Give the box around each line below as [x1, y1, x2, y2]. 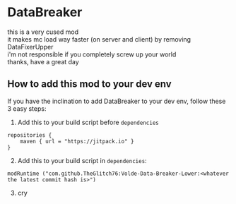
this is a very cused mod [7, 28, 79, 36]
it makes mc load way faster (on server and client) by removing [7, 35, 191, 43]
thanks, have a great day [7, 57, 79, 66]
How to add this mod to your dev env [7, 78, 172, 90]
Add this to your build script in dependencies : [17, 156, 147, 164]
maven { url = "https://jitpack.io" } [20, 138, 134, 145]
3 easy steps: [7, 104, 47, 113]
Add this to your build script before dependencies [17, 118, 159, 126]
